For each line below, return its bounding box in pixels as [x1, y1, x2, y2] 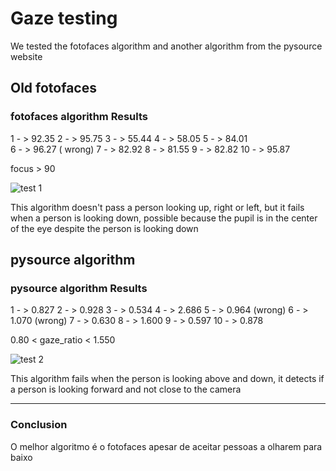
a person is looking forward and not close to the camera [10, 383, 242, 396]
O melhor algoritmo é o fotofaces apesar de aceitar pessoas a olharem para [10, 440, 323, 452]
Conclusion [10, 418, 68, 432]
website [10, 50, 43, 62]
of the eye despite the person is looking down [10, 222, 199, 234]
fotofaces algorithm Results [10, 110, 148, 124]
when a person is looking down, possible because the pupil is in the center [10, 212, 318, 224]
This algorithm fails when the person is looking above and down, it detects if [10, 373, 325, 385]
